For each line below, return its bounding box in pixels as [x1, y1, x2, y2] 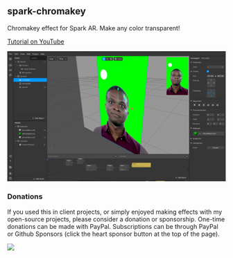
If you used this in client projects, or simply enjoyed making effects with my [7, 208, 223, 216]
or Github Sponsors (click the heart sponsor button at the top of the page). [7, 230, 220, 238]
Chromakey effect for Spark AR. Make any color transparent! [7, 24, 180, 32]
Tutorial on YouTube [7, 37, 64, 46]
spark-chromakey [7, 6, 87, 17]
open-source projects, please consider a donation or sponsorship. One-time [7, 214, 225, 223]
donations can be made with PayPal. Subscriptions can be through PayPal [7, 222, 218, 230]
